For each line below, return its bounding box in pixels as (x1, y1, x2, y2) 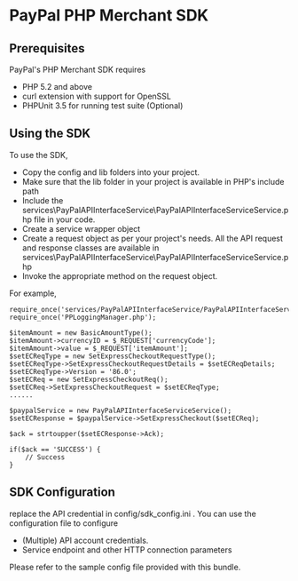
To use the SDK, (9, 149, 68, 160)
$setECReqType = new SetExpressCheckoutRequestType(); (9, 352, 216, 361)
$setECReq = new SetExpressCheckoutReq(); (9, 375, 169, 384)
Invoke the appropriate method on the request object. (21, 270, 218, 281)
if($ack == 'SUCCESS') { (9, 445, 101, 454)
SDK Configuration (9, 485, 115, 500)
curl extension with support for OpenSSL (21, 91, 171, 101)
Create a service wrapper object (21, 223, 141, 234)
